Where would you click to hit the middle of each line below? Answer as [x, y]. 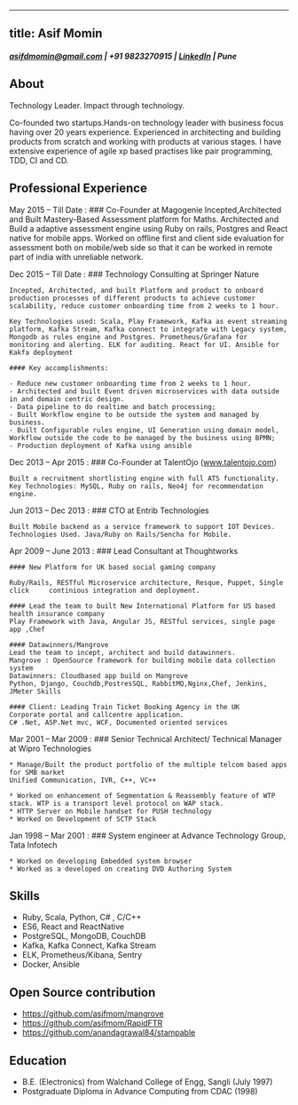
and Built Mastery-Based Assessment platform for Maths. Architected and [144, 219]
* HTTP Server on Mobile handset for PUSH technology [111, 811]
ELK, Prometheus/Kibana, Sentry [82, 955]
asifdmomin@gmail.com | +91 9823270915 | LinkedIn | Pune [123, 56]
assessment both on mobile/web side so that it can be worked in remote [141, 247]
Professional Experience [78, 189]
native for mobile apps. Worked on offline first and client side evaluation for [147, 238]
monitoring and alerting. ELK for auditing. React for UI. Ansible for [144, 344]
